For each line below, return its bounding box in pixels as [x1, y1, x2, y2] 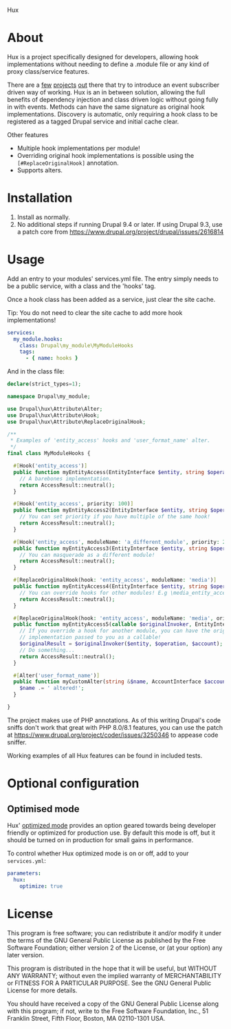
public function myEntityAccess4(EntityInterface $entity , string [13, 583, 208, 590]
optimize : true [19, 882, 63, 890]
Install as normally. [16, 213, 71, 221]
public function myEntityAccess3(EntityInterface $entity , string [13, 544, 208, 552]
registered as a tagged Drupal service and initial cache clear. [7, 117, 179, 125]
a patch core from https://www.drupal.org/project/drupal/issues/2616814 [16, 227, 224, 236]
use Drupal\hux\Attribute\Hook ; [7, 411, 100, 419]
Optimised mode [7, 803, 80, 815]
